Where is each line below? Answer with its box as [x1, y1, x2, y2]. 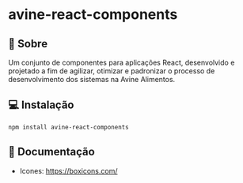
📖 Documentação [8, 145, 95, 159]
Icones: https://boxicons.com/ [19, 166, 118, 175]
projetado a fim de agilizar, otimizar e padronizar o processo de [8, 66, 215, 76]
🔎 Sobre [8, 37, 48, 50]
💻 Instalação [8, 99, 74, 112]
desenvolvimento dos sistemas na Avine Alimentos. [8, 75, 176, 84]
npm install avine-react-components [8, 123, 129, 131]
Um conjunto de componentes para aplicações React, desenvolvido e [8, 58, 235, 67]
